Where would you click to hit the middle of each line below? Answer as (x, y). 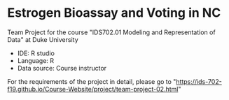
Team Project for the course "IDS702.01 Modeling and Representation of (111, 32)
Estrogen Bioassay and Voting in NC (114, 13)
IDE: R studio (36, 53)
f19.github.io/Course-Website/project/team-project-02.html (93, 89)
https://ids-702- (199, 81)
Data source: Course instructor (62, 68)
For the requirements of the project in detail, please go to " (92, 81)
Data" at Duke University (43, 39)
